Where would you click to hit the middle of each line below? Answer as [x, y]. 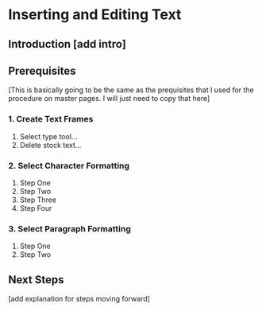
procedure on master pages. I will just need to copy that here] [109, 99]
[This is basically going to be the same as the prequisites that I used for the [131, 90]
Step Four [36, 208]
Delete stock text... [50, 145]
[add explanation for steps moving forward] [79, 299]
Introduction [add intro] [67, 44]
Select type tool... [48, 136]
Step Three [38, 200]
